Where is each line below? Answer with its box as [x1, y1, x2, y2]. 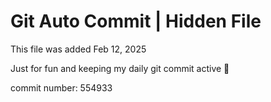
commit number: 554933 [10, 81, 113, 94]
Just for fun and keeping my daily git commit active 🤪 [10, 62, 230, 74]
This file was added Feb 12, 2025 [10, 43, 147, 55]
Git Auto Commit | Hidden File [10, 10, 262, 33]
